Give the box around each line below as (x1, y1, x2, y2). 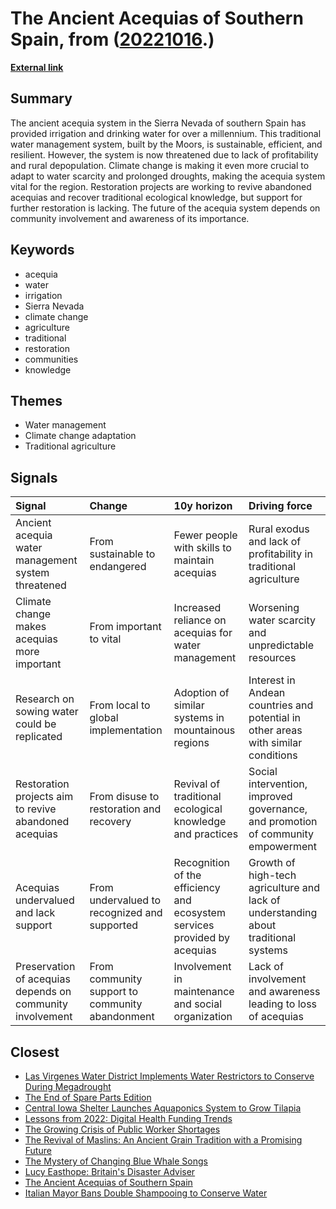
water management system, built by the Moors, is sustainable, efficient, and (10, 138, 323, 150)
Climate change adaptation (24, 430, 137, 442)
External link (10, 61, 64, 73)
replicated (15, 730, 63, 744)
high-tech (248, 868, 297, 882)
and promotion (248, 815, 318, 829)
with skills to (173, 541, 232, 555)
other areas (248, 723, 303, 737)
